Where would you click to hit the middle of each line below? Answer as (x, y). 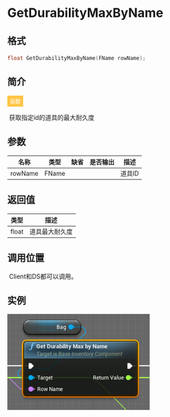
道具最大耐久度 (51, 232)
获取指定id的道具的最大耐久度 (52, 117)
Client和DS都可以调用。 (43, 276)
